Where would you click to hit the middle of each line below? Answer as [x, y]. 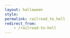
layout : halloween [24, 10]
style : [11, 14]
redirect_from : [20, 23]
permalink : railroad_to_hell [35, 19]
